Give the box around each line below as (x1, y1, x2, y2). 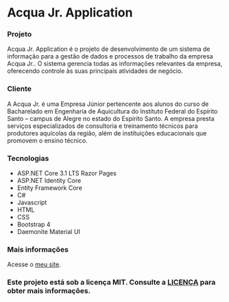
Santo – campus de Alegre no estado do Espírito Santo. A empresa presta (7, 114, 215, 122)
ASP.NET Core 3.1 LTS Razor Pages (16, 169, 117, 177)
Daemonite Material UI (16, 228, 81, 236)
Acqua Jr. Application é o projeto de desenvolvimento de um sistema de (7, 45, 210, 53)
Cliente (7, 84, 32, 94)
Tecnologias (7, 153, 49, 163)
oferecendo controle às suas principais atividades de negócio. (7, 67, 183, 75)
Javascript (16, 198, 47, 207)
